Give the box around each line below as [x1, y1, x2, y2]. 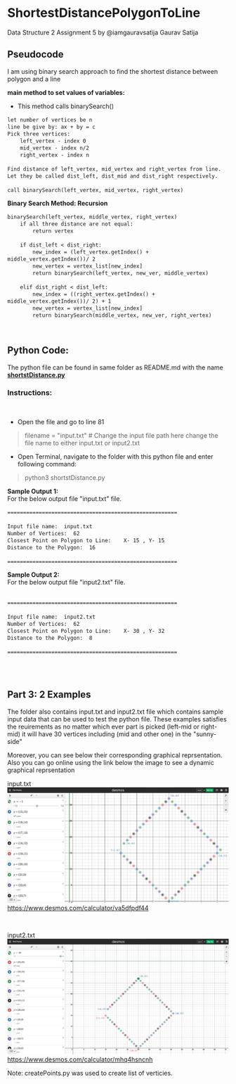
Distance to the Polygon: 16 [7, 544, 96, 551]
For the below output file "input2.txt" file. [7, 577, 126, 586]
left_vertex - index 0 [20, 137, 86, 145]
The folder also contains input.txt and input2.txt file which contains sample [7, 707, 223, 716]
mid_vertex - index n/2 [20, 144, 90, 152]
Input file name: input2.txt [7, 613, 96, 620]
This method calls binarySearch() [17, 102, 114, 110]
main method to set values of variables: [7, 88, 125, 96]
